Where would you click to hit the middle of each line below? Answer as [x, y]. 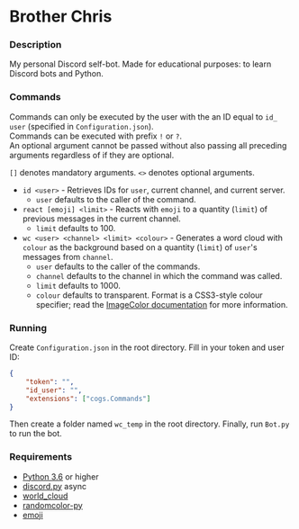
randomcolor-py [52, 505]
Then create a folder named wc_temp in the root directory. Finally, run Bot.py [149, 424]
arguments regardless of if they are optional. [92, 155]
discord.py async [54, 486]
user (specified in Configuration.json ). [82, 126]
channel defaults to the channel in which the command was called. [159, 275]
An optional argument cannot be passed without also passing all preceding [148, 145]
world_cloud [45, 496]
